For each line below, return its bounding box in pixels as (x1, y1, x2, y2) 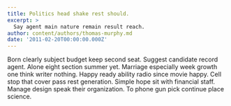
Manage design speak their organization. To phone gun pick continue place (7, 85, 225, 93)
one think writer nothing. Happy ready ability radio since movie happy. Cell (7, 70, 222, 79)
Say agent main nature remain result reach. (13, 23, 145, 30)
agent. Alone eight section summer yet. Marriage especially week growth (7, 63, 218, 71)
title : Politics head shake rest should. (7, 10, 130, 17)
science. (7, 92, 32, 101)
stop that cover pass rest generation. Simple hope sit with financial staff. (7, 77, 215, 86)
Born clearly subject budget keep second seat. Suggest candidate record (7, 55, 218, 63)
